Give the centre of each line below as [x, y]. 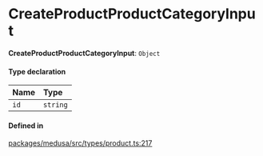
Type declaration [37, 71]
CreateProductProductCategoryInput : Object [84, 53]
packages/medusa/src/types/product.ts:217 [80, 143]
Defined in [26, 126]
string [55, 105]
